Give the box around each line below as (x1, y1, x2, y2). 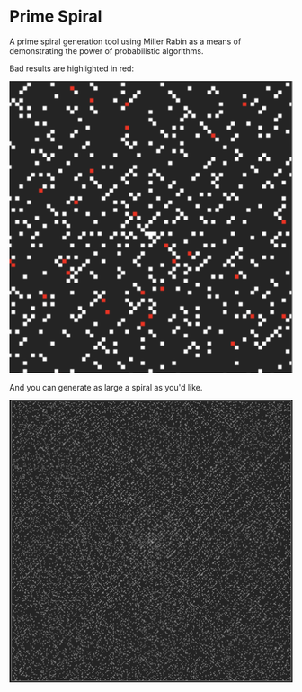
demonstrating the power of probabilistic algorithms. (9, 45, 204, 56)
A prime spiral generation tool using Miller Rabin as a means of (9, 36, 242, 47)
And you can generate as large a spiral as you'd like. (9, 382, 203, 392)
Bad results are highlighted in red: (9, 63, 135, 74)
